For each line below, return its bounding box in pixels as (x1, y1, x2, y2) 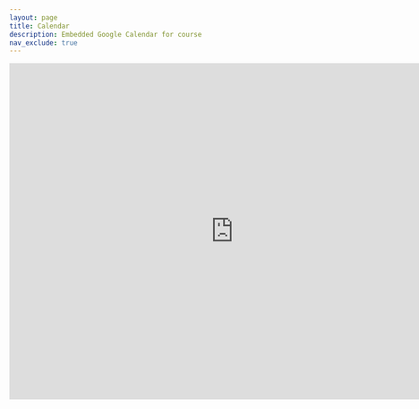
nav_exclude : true (9, 38, 78, 48)
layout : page (9, 13, 58, 22)
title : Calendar (9, 22, 70, 30)
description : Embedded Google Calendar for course (9, 30, 202, 39)
